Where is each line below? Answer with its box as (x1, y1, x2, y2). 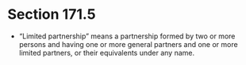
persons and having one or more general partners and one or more (18, 39, 239, 49)
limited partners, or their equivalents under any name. (18, 48, 195, 57)
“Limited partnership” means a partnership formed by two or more (18, 31, 236, 41)
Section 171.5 (7, 5, 96, 23)
